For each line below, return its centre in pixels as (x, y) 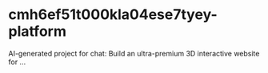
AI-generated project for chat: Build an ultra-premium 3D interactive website (134, 53)
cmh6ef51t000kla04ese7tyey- (113, 15)
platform (37, 31)
